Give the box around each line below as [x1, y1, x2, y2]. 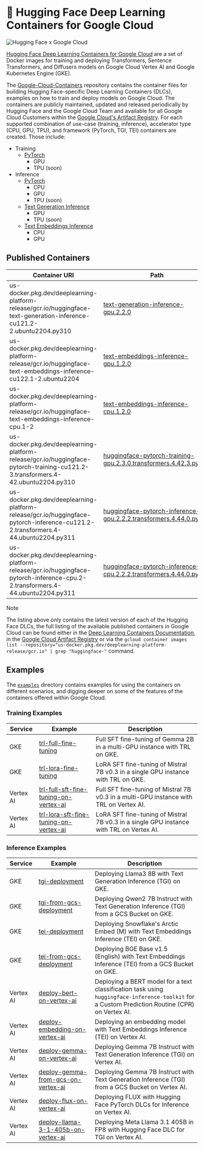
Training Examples [6, 709, 63, 718]
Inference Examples [6, 843, 67, 852]
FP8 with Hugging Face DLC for [94, 1125, 185, 1134]
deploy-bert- [38, 989, 78, 997]
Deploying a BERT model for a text [94, 978, 192, 986]
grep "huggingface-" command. [55, 647, 135, 654]
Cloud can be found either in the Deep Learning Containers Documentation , [6, 629, 195, 636]
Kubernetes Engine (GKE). [6, 69, 72, 77]
